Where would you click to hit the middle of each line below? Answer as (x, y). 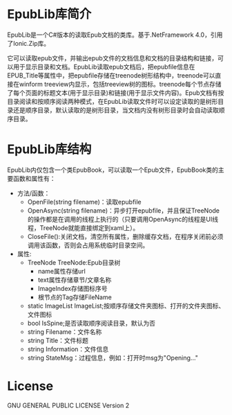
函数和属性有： (34, 178)
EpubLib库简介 (49, 14)
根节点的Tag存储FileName (75, 297)
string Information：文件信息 (68, 349)
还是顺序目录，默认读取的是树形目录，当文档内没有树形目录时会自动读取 (116, 110)
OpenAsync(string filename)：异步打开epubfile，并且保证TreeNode (123, 210)
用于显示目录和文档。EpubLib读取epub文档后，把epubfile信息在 (104, 67)
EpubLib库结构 (49, 149)
